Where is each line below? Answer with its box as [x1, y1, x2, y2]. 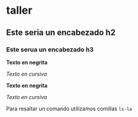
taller [6, 4, 33, 17]
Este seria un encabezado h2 [6, 27, 116, 38]
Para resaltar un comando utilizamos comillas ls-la [6, 105, 133, 112]
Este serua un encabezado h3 [6, 45, 94, 54]
